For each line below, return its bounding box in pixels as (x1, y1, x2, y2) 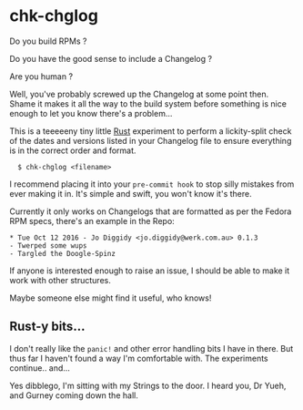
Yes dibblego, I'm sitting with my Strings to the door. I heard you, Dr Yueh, (9, 380, 287, 391)
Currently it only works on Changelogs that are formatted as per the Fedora (9, 206, 292, 217)
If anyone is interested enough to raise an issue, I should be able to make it (9, 265, 290, 276)
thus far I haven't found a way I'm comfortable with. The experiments (9, 353, 268, 364)
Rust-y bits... (9, 319, 86, 334)
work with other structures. (9, 274, 111, 285)
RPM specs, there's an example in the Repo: (9, 215, 175, 226)
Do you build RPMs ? (9, 36, 87, 46)
